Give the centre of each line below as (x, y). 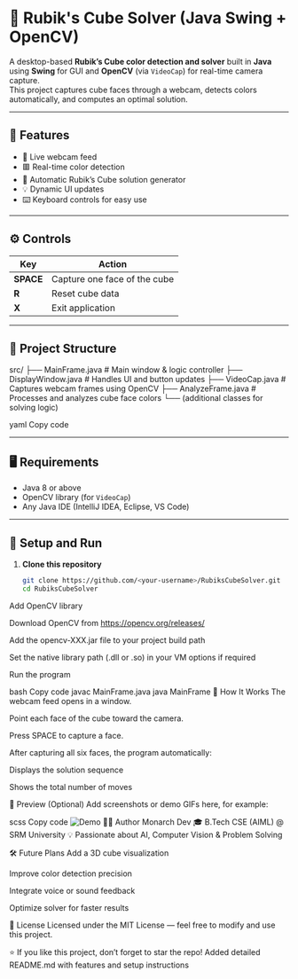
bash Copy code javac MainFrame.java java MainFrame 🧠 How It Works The (148, 692)
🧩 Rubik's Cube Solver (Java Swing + (148, 18)
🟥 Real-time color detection (74, 167)
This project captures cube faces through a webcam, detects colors (133, 90)
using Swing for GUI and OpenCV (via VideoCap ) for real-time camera (136, 71)
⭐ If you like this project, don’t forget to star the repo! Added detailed (135, 952)
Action (113, 263)
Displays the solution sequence (67, 770)
